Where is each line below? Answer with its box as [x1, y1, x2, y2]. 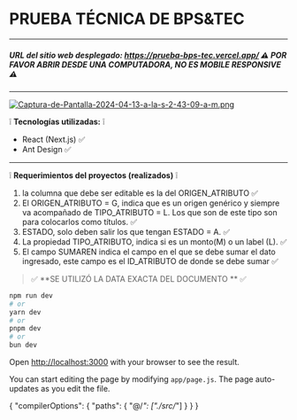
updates [9, 384, 40, 394]
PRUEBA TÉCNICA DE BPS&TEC [9, 9, 245, 29]
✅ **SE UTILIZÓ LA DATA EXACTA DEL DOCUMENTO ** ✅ [30, 273, 247, 284]
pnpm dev [9, 324, 42, 333]
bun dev [9, 341, 38, 350]
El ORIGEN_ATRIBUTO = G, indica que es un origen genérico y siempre [21, 198, 280, 208]
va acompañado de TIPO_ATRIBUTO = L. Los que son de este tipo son [21, 206, 278, 217]
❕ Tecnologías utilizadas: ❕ [9, 116, 105, 127]
